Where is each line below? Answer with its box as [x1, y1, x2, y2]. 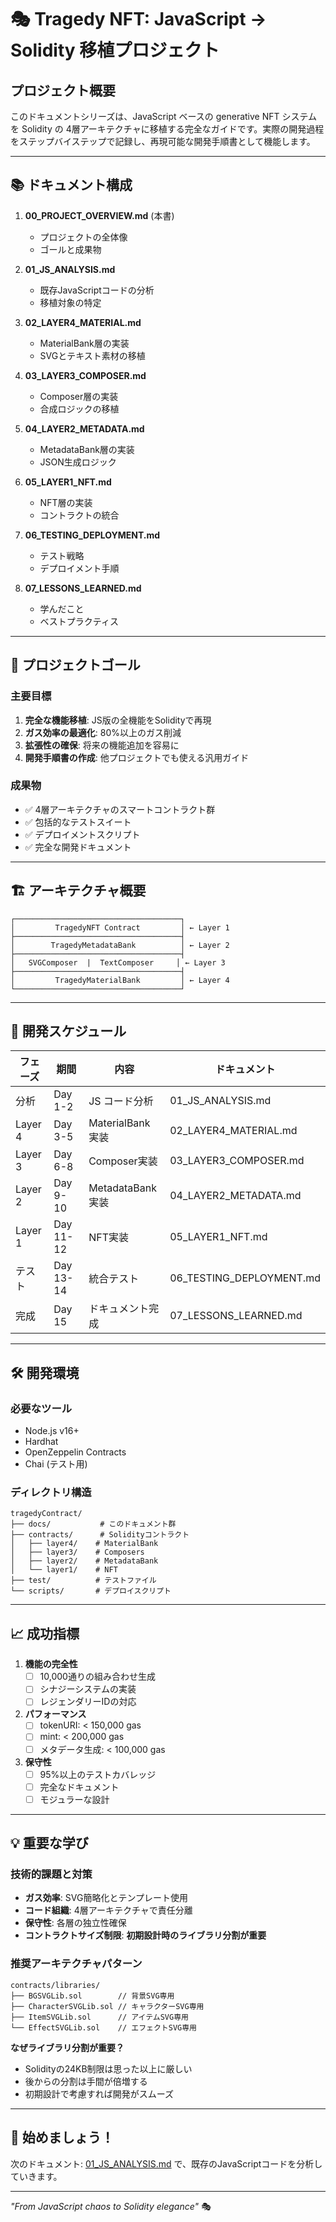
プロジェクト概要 [10, 82, 116, 99]
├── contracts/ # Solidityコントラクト [10, 1530, 190, 1540]
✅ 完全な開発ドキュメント [24, 841, 132, 853]
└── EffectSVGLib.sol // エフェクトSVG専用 [10, 2022, 197, 2033]
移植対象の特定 [39, 296, 102, 308]
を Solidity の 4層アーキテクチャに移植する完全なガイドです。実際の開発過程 [10, 123, 325, 135]
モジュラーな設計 [39, 1793, 110, 1805]
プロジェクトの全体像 [39, 231, 128, 243]
